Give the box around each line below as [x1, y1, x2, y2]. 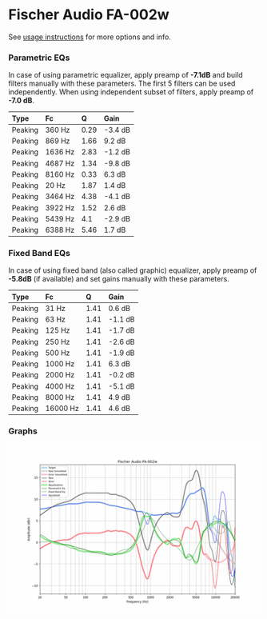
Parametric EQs [8, 52, 70, 63]
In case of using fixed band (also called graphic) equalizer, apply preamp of [8, 266, 257, 275]
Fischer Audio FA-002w [8, 6, 169, 24]
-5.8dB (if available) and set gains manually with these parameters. [8, 274, 229, 284]
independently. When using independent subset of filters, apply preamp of [8, 87, 254, 97]
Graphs [8, 425, 38, 437]
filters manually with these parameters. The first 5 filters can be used [8, 78, 236, 89]
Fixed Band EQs [8, 247, 70, 258]
